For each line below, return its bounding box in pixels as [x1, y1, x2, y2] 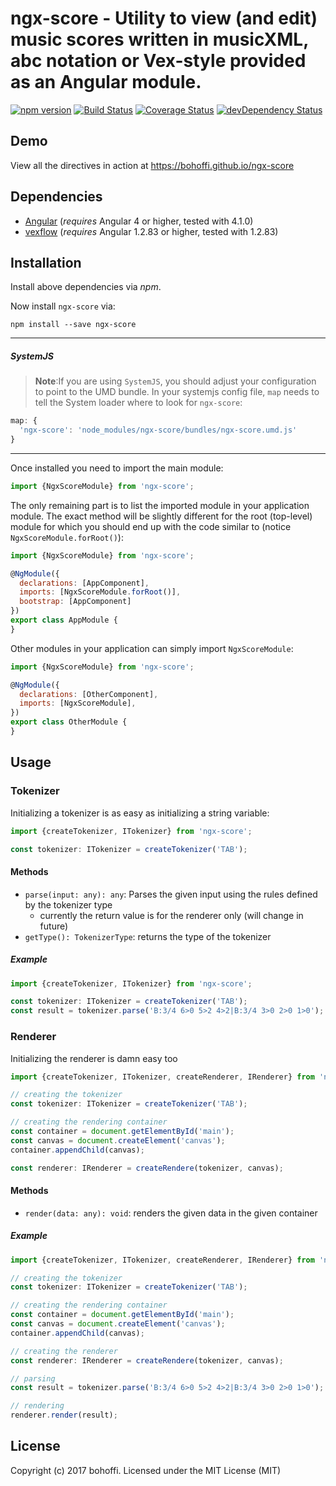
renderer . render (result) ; [10, 1410, 118, 1421]
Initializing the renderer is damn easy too [10, 1052, 178, 1064]
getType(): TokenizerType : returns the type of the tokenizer [24, 930, 272, 942]
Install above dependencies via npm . [10, 281, 162, 293]
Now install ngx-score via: [10, 300, 116, 312]
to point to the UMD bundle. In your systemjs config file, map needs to [34, 386, 320, 398]
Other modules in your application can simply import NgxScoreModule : [10, 642, 294, 654]
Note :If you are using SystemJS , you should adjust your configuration [34, 375, 317, 387]
